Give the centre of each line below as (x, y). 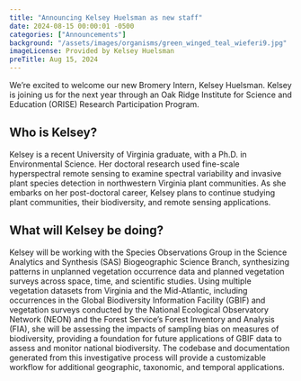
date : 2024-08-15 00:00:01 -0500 (72, 26)
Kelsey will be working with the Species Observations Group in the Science (148, 252)
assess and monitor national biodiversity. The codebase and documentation (150, 348)
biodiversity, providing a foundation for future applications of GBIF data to (146, 338)
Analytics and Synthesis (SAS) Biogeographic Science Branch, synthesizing (150, 261)
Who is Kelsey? (53, 133)
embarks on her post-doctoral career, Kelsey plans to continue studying (142, 192)
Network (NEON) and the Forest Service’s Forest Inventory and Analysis (142, 319)
